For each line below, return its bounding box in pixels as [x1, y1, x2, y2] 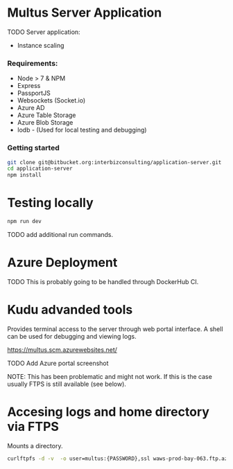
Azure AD [17, 104, 45, 112]
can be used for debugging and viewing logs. [7, 332, 137, 340]
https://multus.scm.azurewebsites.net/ [7, 345, 118, 354]
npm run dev [7, 218, 42, 225]
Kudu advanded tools [7, 302, 133, 318]
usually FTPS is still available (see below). [7, 380, 127, 388]
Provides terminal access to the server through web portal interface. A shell [7, 324, 223, 333]
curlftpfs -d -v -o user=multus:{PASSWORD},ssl [7, 455, 150, 462]
